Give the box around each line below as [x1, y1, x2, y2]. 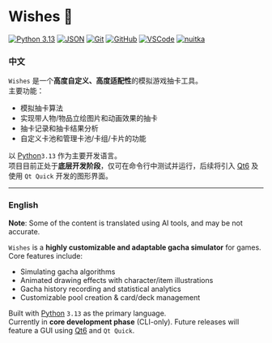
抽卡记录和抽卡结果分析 [19, 123, 99, 133]
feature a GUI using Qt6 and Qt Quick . [8, 325, 135, 335]
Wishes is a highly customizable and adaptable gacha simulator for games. [8, 242, 261, 252]
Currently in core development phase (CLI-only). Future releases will [8, 316, 240, 327]
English [8, 199, 39, 211]
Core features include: [8, 251, 83, 260]
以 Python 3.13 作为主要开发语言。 [8, 151, 122, 161]
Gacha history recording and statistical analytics [19, 284, 181, 294]
